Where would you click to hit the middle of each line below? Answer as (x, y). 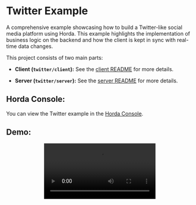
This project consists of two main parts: (55, 57)
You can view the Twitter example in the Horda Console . (75, 113)
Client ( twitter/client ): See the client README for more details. (94, 69)
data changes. (36, 46)
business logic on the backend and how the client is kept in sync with (91, 40)
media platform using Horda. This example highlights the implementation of (98, 33)
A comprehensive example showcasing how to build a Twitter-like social (94, 27)
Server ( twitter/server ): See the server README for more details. (96, 81)
